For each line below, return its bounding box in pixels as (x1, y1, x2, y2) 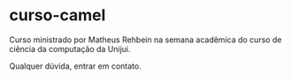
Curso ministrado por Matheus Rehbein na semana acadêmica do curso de (9, 34, 282, 45)
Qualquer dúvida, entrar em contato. (9, 61, 142, 71)
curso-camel (9, 5, 106, 25)
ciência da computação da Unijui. (9, 43, 131, 54)
